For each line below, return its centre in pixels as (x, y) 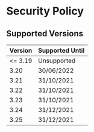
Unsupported (57, 61)
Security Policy (45, 11)
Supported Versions (45, 34)
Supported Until (61, 51)
